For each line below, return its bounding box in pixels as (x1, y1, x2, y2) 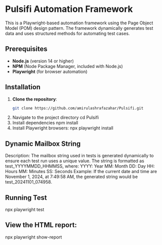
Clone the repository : (12, 96, 57, 102)
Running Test (5, 193, 47, 202)
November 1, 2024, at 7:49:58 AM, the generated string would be (5, 174, 138, 180)
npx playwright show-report (5, 234, 62, 240)
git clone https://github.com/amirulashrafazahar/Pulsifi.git (12, 106, 144, 111)
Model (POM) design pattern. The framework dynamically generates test (5, 25, 154, 31)
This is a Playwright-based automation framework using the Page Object (5, 20, 154, 26)
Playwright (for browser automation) (12, 68, 88, 74)
